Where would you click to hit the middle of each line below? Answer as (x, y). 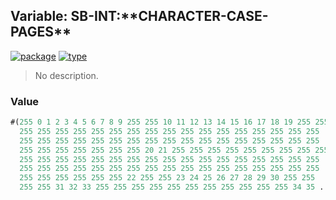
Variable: (39, 16)
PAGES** (41, 32)
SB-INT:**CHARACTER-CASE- (169, 16)
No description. (66, 75)
